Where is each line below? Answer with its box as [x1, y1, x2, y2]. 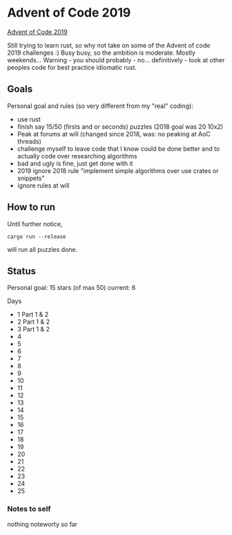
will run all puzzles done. [7, 245, 78, 253]
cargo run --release [7, 233, 67, 240]
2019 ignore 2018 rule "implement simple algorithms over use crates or [17, 166, 219, 174]
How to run [7, 201, 56, 213]
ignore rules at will [17, 181, 70, 190]
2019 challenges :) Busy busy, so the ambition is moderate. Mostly [7, 48, 195, 57]
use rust [17, 115, 41, 123]
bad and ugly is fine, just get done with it [17, 159, 133, 167]
